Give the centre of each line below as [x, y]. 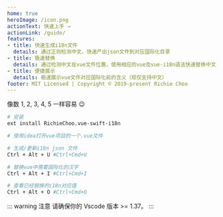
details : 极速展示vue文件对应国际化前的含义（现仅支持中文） [90, 77]
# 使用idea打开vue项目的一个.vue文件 [55, 136]
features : [21, 39]
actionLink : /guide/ [37, 33]
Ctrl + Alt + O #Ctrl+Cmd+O [47, 192]
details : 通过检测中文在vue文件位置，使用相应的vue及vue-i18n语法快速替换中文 [115, 65]
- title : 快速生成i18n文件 [42, 45]
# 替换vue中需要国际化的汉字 [43, 167]
